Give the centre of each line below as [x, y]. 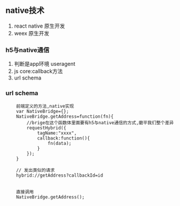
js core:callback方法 [38, 71]
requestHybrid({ [46, 128]
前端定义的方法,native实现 [45, 107]
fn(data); [59, 144]
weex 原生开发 [31, 33]
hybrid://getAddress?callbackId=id [60, 175]
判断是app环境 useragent [45, 64]
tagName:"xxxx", [57, 133]
